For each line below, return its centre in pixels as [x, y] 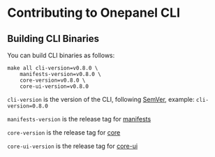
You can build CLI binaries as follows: [61, 55]
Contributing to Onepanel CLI [94, 13]
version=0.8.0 [28, 106]
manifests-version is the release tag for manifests [79, 119]
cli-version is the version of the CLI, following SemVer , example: [101, 99]
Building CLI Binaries [53, 39]
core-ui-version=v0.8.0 [54, 87]
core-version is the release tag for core [64, 133]
